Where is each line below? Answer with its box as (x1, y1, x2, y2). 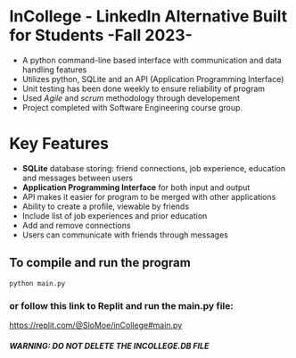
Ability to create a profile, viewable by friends (21, 201, 190, 212)
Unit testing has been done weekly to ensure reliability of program (21, 83, 266, 94)
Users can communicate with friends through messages (21, 229, 229, 240)
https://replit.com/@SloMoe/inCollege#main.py (9, 320, 183, 330)
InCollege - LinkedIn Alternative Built (9, 6, 288, 27)
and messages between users (21, 172, 134, 183)
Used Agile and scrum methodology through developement (21, 92, 241, 104)
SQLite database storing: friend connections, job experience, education (21, 162, 286, 173)
